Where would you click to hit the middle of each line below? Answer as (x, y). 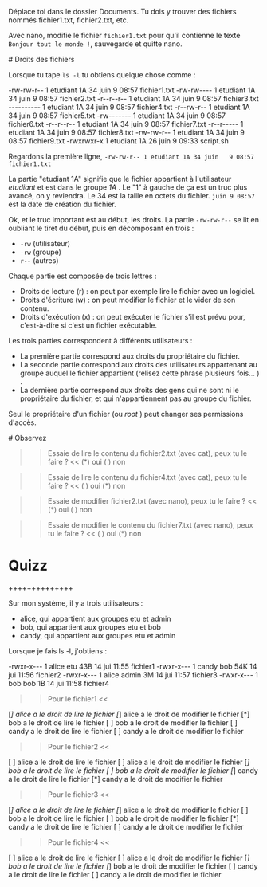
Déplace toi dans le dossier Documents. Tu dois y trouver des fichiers (122, 12)
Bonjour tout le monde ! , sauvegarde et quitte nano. (95, 44)
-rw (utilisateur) (45, 243)
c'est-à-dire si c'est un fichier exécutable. (88, 325)
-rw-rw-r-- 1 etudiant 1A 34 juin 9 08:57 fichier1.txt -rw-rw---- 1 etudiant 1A (132, 90)
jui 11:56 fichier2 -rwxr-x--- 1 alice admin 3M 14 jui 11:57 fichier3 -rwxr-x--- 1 (133, 675)
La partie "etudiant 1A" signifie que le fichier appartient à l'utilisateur (120, 179)
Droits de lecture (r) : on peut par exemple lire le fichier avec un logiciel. (137, 291)
